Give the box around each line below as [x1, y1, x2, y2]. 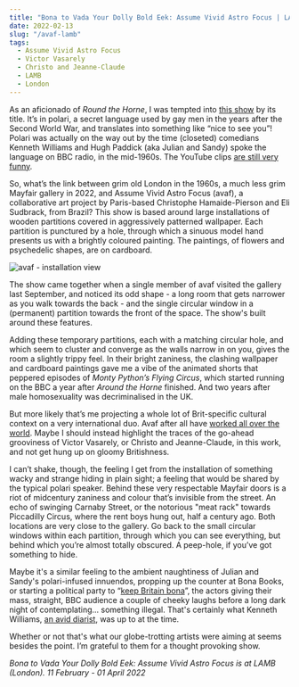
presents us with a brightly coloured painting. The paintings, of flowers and [9, 235, 285, 245]
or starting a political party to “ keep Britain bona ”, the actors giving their [9, 585, 273, 596]
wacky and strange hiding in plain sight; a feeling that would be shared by [9, 473, 279, 484]
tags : [9, 37, 29, 47]
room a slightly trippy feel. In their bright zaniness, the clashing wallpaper [9, 353, 279, 364]
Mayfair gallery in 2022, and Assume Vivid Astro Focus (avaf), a [9, 187, 244, 198]
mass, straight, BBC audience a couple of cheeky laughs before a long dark [9, 594, 287, 605]
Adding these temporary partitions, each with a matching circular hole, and [9, 334, 284, 344]
